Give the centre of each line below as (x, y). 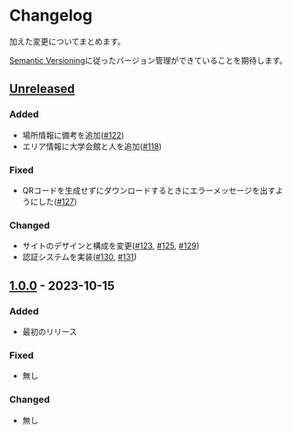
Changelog (51, 16)
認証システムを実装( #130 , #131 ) (79, 257)
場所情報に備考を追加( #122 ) (73, 135)
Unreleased (42, 89)
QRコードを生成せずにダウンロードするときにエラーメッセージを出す (149, 190)
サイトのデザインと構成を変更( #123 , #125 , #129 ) (111, 246)
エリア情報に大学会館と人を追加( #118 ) (92, 146)
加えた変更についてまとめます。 (67, 41)
